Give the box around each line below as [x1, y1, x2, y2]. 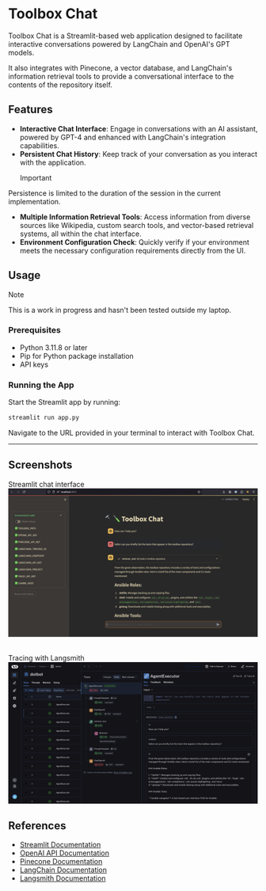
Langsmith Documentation [19, 874, 106, 883]
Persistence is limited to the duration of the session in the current [8, 188, 222, 198]
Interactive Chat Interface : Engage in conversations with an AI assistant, [19, 124, 258, 133]
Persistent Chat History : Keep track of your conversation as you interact [19, 149, 258, 158]
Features [8, 103, 53, 116]
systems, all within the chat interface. [19, 229, 142, 238]
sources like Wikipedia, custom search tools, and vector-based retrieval [19, 220, 254, 230]
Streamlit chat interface [8, 479, 85, 489]
